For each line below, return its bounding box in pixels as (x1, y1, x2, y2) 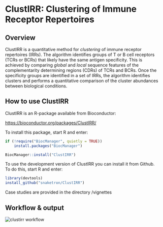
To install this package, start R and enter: (5, 129, 88, 135)
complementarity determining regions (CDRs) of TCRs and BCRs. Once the (5, 67, 157, 73)
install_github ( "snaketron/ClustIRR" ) (5, 180, 85, 185)
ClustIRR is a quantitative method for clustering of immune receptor (5, 47, 142, 52)
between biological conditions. (5, 83, 67, 89)
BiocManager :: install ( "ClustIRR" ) (5, 152, 76, 157)
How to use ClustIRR (5, 97, 69, 106)
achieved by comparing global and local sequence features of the (5, 62, 139, 68)
